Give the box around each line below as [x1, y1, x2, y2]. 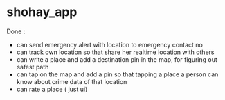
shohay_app [6, 4, 78, 20]
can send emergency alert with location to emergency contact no [16, 40, 204, 49]
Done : [6, 27, 26, 35]
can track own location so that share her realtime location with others [16, 48, 215, 56]
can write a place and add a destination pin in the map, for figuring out [16, 55, 217, 63]
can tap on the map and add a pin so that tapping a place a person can [16, 70, 219, 78]
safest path [16, 62, 49, 71]
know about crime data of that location [16, 77, 127, 85]
